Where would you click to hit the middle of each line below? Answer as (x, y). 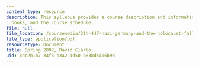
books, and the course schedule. (53, 22)
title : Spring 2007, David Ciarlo (49, 50)
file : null (20, 28)
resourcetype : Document (36, 45)
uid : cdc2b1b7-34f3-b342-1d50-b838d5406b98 (61, 56)
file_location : (25, 34)
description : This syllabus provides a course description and (86, 17)
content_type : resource (36, 12)
